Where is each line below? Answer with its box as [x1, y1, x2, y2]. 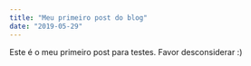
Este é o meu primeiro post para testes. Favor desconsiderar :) [9, 46, 243, 57]
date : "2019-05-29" [9, 22, 83, 31]
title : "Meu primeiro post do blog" [9, 13, 148, 23]
